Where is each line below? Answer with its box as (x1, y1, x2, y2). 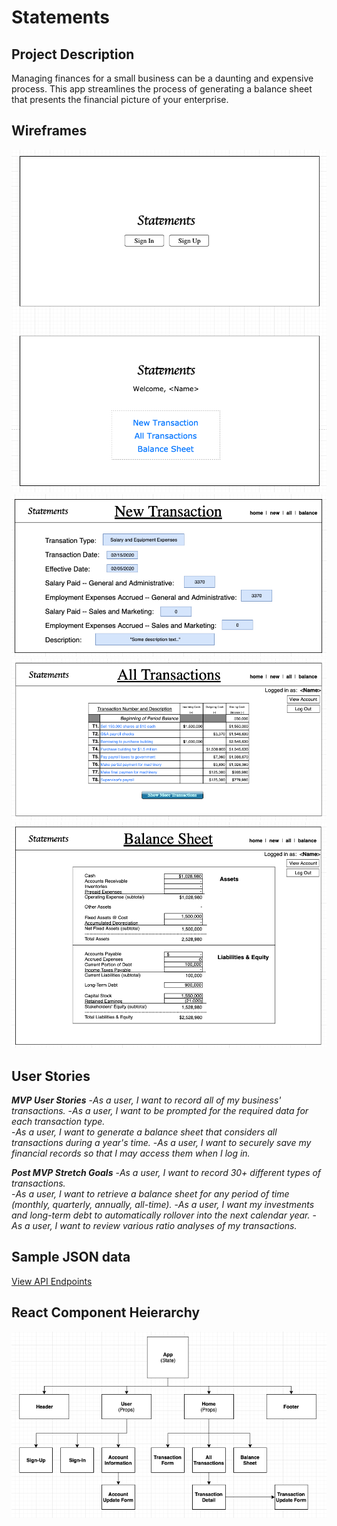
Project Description (11, 46, 135, 63)
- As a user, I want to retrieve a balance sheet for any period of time (11, 1188, 290, 1200)
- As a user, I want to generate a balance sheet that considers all (11, 1126, 278, 1138)
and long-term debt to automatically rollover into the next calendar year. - (11, 1209, 317, 1221)
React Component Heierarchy (11, 1304, 201, 1321)
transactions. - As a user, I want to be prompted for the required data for (11, 1105, 309, 1117)
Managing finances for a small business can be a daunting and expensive (11, 72, 314, 84)
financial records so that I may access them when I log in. (11, 1147, 251, 1160)
